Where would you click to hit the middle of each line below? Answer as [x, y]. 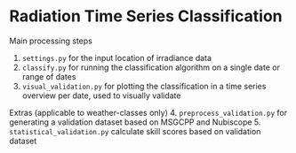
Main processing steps [51, 41]
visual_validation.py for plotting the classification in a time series [144, 86]
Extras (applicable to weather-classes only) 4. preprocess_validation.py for [148, 112]
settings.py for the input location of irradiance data [116, 57]
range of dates [49, 76]
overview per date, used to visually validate [101, 96]
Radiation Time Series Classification [146, 16]
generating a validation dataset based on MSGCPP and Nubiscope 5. [135, 122]
